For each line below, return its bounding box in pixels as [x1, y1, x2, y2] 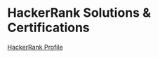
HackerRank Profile [7, 43, 63, 51]
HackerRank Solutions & [7, 5, 151, 21]
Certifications [7, 20, 90, 36]
